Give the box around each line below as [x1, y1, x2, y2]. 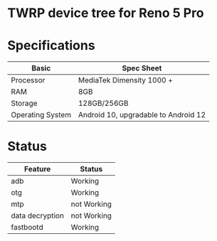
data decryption [11, 211, 64, 221]
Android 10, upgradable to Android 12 [78, 110, 206, 120]
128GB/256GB [78, 98, 129, 108]
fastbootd [11, 223, 44, 232]
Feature [23, 164, 51, 174]
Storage [11, 98, 38, 108]
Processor [11, 75, 46, 85]
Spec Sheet [122, 63, 162, 73]
